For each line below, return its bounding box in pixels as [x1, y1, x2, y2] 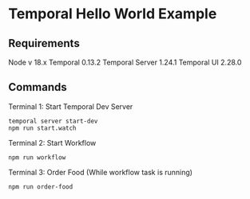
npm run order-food [8, 182, 73, 191]
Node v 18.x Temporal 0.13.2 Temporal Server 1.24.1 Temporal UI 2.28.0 [8, 57, 242, 67]
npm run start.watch [8, 124, 77, 132]
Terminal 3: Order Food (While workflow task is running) [8, 167, 193, 177]
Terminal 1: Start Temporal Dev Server [8, 101, 133, 111]
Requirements [8, 37, 80, 50]
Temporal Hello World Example [8, 5, 217, 23]
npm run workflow [8, 153, 66, 162]
